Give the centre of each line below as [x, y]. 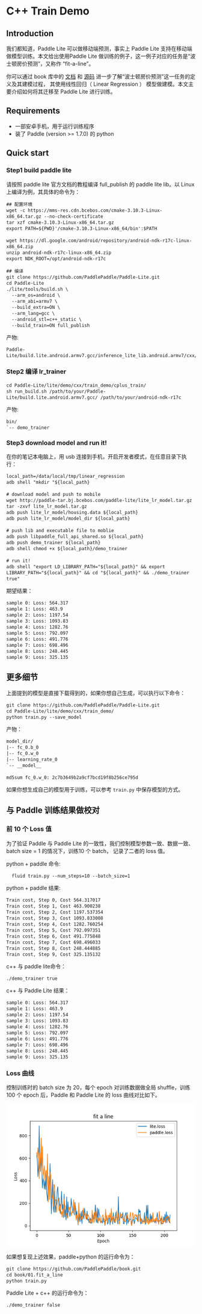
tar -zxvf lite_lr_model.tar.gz [47, 507]
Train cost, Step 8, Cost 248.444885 [54, 948]
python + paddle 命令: [34, 863]
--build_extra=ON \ [36, 307]
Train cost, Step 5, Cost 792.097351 [54, 930]
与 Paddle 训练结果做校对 [53, 811]
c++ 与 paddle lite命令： [36, 966]
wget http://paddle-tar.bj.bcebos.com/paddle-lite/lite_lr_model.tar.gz [99, 501]
